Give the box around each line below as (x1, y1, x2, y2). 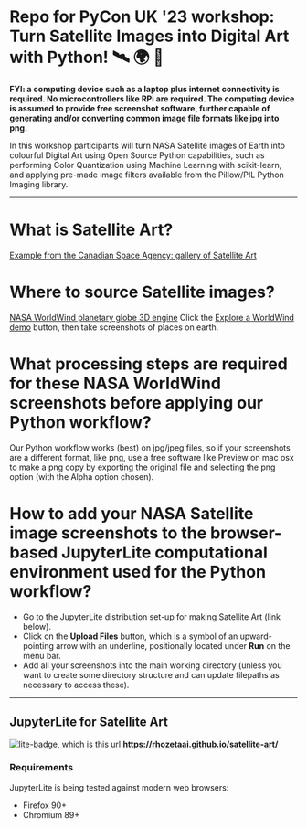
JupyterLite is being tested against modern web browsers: (9, 781, 229, 792)
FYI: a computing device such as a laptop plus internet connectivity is (9, 83, 281, 94)
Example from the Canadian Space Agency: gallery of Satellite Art (9, 249, 258, 260)
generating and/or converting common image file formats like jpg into (9, 112, 280, 123)
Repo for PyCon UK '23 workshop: (9, 6, 275, 27)
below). (22, 621, 52, 632)
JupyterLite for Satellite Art (9, 715, 169, 730)
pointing (22, 640, 55, 651)
